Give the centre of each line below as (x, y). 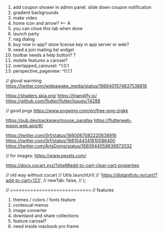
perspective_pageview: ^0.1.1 (42, 71)
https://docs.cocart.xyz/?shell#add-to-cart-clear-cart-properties (72, 165)
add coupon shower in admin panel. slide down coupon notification (82, 7)
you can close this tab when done (48, 28)
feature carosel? (30, 221)
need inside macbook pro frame (46, 226)
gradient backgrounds (36, 12)
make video (25, 18)
